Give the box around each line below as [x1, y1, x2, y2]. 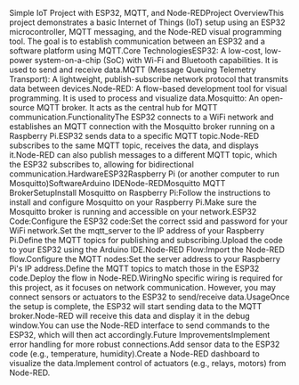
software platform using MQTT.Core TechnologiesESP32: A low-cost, [9, 45, 263, 56]
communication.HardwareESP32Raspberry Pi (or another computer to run [9, 168, 280, 179]
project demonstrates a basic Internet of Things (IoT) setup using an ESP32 [9, 17, 286, 28]
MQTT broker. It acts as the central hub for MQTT [36, 102, 218, 112]
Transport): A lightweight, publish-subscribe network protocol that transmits [9, 74, 289, 84]
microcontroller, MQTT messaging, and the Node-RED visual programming [9, 27, 282, 37]
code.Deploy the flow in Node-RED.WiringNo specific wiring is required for [9, 273, 283, 283]
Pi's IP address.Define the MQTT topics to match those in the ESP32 [9, 263, 260, 274]
